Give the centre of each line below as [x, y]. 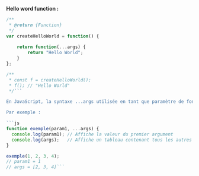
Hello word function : [33, 9]
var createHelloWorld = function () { [53, 36]
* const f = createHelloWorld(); [50, 80]
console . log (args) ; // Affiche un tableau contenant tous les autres [102, 140]
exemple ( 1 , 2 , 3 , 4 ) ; [33, 156]
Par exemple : [24, 112]
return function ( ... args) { [51, 47]
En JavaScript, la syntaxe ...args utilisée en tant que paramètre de [95, 102]
